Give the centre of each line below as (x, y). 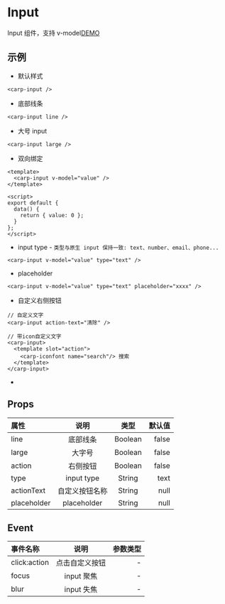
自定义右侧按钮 (39, 300)
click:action (30, 563)
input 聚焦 (81, 576)
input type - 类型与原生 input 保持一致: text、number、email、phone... (118, 247)
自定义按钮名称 (83, 490)
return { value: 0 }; (52, 215)
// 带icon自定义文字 (34, 336)
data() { (27, 209)
